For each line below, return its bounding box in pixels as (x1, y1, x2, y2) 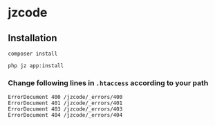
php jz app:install (8, 62, 64, 69)
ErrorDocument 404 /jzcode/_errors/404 (8, 112, 123, 119)
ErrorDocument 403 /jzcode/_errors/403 (8, 106, 123, 113)
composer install (8, 50, 58, 57)
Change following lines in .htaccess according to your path (8, 78, 209, 87)
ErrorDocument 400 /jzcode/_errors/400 (8, 94, 123, 101)
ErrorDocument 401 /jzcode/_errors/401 (8, 100, 123, 107)
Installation (8, 32, 57, 44)
